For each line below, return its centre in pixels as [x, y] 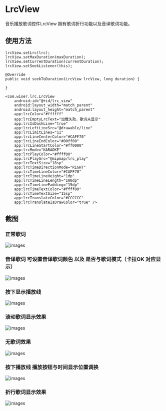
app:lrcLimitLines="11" [39, 132]
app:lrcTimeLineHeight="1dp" [44, 176]
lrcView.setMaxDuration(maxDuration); [45, 57]
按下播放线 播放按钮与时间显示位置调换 [52, 367]
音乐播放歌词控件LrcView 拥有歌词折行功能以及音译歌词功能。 [69, 23]
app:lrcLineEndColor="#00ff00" [47, 141]
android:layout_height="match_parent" [54, 109]
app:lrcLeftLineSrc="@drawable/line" [53, 128]
